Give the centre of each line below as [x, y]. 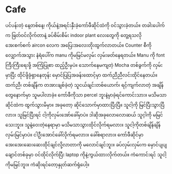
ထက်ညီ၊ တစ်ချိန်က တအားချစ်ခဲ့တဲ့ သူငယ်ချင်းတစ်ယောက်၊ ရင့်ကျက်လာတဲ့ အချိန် [84, 85]
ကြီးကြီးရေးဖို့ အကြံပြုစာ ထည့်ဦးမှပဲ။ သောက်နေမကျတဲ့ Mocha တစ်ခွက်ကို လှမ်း [84, 65]
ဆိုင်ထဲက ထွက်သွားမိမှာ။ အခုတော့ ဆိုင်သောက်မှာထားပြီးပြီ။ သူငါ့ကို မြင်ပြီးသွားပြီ [85, 105]
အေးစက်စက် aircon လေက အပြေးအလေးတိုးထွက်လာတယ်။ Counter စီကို [79, 45]
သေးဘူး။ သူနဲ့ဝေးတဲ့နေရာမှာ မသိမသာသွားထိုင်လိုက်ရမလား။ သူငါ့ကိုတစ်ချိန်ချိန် [83, 125]
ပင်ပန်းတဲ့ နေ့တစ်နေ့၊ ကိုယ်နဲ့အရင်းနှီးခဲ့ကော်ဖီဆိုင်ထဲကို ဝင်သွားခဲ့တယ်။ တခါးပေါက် [85, 25]
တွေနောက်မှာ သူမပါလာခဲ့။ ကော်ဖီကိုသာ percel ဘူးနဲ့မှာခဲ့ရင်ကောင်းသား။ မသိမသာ [86, 95]
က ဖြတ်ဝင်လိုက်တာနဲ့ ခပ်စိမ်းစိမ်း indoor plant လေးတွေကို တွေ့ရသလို [74, 35]
